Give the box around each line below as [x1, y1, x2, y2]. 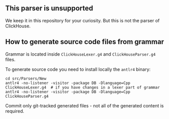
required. [5, 108, 24, 114]
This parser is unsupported [5, 4, 93, 13]
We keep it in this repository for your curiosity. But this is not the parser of [5, 17, 160, 23]
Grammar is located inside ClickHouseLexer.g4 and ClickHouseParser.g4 [5, 51, 156, 57]
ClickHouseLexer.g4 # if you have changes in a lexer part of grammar [5, 85, 160, 90]
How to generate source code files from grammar [5, 37, 164, 46]
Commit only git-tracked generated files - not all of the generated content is [5, 102, 164, 108]
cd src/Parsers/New [5, 76, 47, 81]
